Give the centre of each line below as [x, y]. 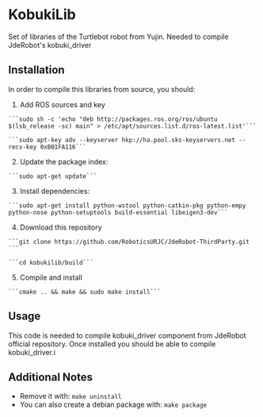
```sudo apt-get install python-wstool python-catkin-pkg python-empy [127, 205]
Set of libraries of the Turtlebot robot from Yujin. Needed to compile [118, 37]
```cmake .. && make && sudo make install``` [84, 292]
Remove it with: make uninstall [71, 396]
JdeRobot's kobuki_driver [50, 44]
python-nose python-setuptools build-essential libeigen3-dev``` [118, 212]
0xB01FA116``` [63, 147]
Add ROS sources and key [62, 104]
